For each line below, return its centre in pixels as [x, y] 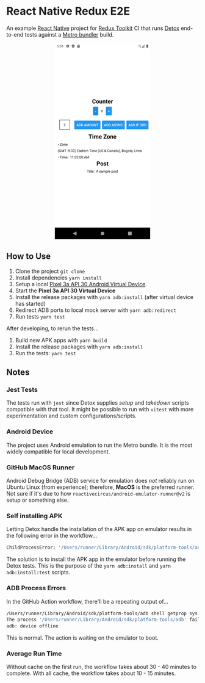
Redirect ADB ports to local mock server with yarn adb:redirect [96, 310]
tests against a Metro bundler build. [69, 34]
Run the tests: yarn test [45, 353]
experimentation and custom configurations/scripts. [72, 416]
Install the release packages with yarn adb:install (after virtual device [104, 297]
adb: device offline [33, 626]
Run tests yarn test [40, 316]
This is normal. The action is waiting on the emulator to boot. [82, 638]
